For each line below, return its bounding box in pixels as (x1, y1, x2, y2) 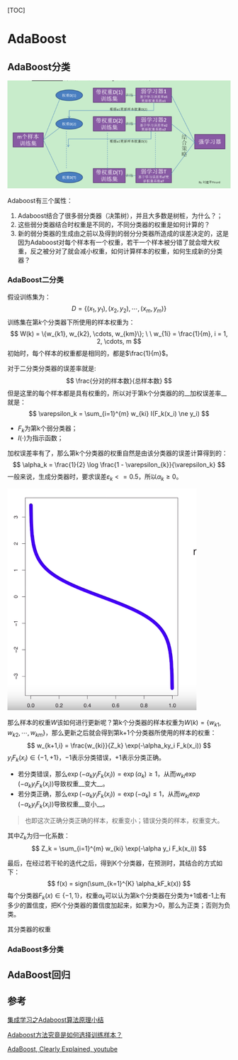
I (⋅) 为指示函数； (17, 434, 64, 442)
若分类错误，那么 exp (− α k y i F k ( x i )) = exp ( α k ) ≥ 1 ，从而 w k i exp (17, 770, 196, 780)
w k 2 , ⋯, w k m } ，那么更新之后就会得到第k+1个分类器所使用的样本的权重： (7, 728, 217, 738)
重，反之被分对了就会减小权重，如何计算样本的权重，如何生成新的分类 (17, 246, 223, 255)
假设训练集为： (7, 293, 51, 301)
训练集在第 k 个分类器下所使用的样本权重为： (7, 317, 135, 326)
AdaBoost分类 (7, 60, 71, 73)
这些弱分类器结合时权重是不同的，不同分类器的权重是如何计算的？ (17, 220, 210, 229)
